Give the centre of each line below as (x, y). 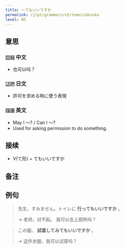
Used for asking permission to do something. (60, 128)
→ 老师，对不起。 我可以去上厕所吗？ (57, 219)
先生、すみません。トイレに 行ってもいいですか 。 (70, 208)
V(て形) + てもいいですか (39, 159)
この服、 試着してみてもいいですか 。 (57, 230)
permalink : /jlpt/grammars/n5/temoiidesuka (52, 15)
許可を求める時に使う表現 (40, 96)
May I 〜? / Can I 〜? (34, 122)
